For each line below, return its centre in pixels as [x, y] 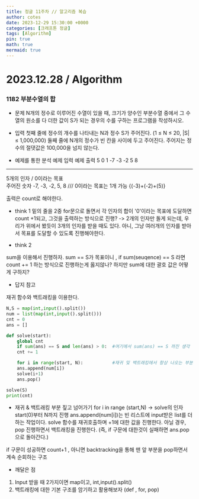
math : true [20, 45]
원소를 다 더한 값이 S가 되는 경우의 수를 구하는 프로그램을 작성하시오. [105, 120]
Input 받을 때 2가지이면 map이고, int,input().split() [73, 482]
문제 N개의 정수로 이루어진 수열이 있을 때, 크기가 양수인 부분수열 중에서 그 [99, 113]
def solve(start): [29, 336]
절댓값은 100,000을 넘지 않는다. [62, 148]
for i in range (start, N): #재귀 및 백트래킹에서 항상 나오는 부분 [105, 363]
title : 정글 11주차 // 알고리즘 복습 [46, 12]
